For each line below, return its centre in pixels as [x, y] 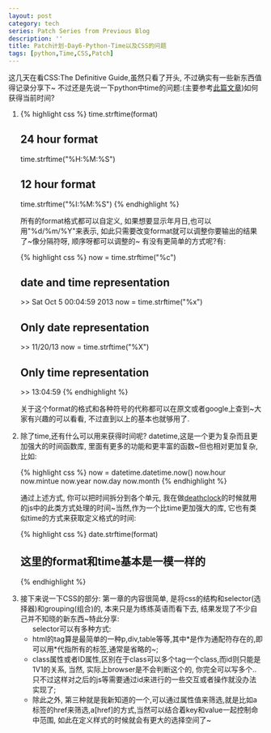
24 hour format [59, 140]
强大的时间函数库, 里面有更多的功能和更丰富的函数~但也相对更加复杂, [143, 446]
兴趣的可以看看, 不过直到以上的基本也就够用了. [112, 419]
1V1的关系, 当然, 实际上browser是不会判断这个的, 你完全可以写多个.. [144, 669]
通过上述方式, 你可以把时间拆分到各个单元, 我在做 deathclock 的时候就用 [138, 498]
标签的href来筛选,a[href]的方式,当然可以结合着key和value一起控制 [142, 710]
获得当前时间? [32, 98]
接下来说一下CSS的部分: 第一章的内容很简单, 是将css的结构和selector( [137, 598]
